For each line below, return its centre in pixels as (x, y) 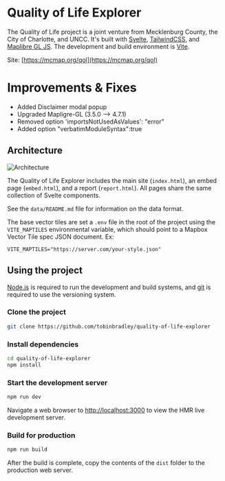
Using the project (45, 271)
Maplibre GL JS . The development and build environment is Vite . (98, 46)
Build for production (41, 435)
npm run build (28, 450)
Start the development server (57, 382)
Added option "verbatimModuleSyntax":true (79, 128)
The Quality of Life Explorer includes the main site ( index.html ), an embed (112, 180)
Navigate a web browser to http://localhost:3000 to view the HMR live (106, 410)
